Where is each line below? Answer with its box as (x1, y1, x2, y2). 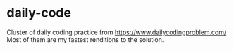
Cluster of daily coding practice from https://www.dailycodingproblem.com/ (6, 28, 227, 36)
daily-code (6, 5, 72, 21)
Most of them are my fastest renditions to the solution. (6, 35, 164, 43)
